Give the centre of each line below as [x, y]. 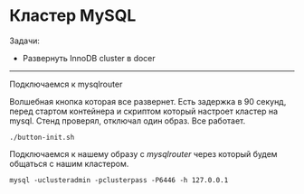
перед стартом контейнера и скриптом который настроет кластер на [144, 111]
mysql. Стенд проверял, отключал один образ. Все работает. [128, 120]
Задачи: [25, 41]
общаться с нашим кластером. [69, 163]
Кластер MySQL [73, 16]
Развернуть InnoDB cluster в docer [89, 58]
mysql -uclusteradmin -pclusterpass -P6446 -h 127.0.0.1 [119, 180]
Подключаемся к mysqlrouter [66, 84]
